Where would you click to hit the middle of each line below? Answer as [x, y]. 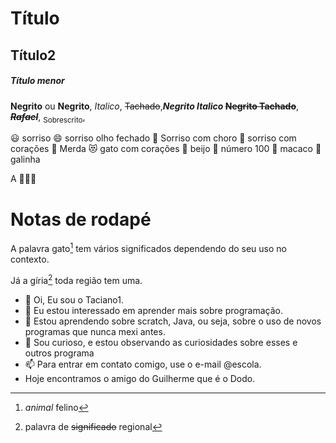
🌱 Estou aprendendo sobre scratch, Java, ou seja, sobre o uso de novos [173, 321]
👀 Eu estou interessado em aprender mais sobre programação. [153, 310]
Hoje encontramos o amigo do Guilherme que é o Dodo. [140, 378]
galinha [25, 159]
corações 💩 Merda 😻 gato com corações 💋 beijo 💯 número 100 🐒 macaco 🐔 [166, 149]
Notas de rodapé [81, 219]
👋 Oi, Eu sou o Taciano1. [74, 299]
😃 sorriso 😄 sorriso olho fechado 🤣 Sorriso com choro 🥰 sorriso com [153, 138]
